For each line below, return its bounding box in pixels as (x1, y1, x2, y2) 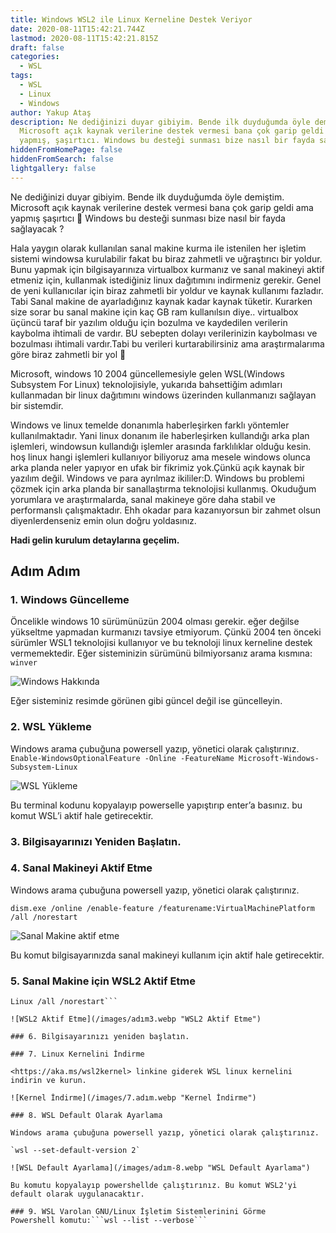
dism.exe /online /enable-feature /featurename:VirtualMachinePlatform (10, 903, 315, 913)
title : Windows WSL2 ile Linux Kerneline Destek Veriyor (10, 14, 253, 25)
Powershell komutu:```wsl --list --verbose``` (10, 1216, 208, 1226)
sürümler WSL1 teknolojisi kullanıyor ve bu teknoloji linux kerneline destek (10, 637, 313, 649)
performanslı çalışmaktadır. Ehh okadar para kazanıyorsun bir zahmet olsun (10, 504, 321, 516)
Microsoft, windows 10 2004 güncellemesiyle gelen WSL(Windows (10, 367, 285, 380)
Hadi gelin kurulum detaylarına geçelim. (10, 534, 180, 546)
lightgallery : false (10, 163, 97, 173)
